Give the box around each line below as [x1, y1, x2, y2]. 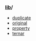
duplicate [12, 15, 31, 21]
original [12, 20, 28, 26]
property [12, 25, 30, 31]
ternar [12, 31, 25, 37]
